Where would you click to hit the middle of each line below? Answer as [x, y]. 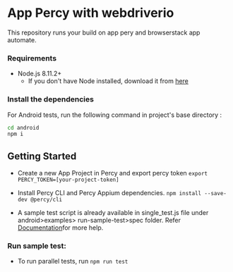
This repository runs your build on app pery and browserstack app [104, 32]
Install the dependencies [50, 99]
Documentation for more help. [60, 228]
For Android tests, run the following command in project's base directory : [115, 115]
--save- [216, 194]
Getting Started [42, 156]
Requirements [32, 58]
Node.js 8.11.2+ [40, 74]
